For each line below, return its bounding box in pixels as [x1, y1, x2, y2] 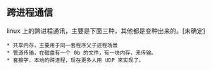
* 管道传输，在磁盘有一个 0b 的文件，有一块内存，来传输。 [6, 49, 157, 56]
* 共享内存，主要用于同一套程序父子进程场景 [6, 41, 118, 49]
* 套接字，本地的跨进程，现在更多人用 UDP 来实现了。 [6, 57, 144, 64]
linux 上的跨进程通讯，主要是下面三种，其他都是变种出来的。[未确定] [6, 27, 206, 35]
